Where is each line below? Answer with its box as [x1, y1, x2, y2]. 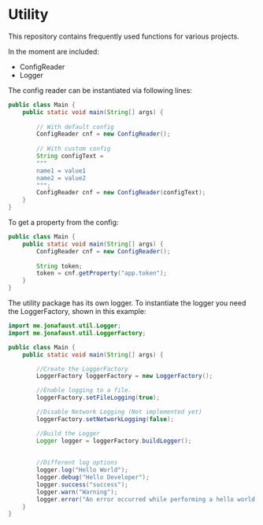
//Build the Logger [36, 429, 101, 438]
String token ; [36, 262, 83, 270]
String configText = [36, 152, 104, 161]
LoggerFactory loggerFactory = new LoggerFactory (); [36, 372, 213, 380]
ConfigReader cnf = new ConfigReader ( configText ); [36, 189, 206, 197]
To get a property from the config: [8, 218, 119, 227]
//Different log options [36, 459, 118, 467]
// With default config [36, 123, 114, 131]
